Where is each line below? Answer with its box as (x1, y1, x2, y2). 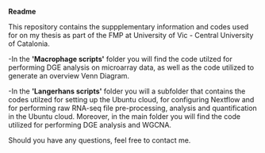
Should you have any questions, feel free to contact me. (8, 136, 191, 145)
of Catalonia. (8, 39, 50, 48)
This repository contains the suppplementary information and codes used (8, 22, 249, 31)
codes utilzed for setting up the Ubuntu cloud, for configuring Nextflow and (8, 95, 255, 104)
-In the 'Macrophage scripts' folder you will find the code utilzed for (8, 55, 232, 63)
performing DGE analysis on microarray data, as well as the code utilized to (8, 63, 255, 72)
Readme (8, 7, 36, 16)
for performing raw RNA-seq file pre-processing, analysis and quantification (8, 103, 258, 113)
